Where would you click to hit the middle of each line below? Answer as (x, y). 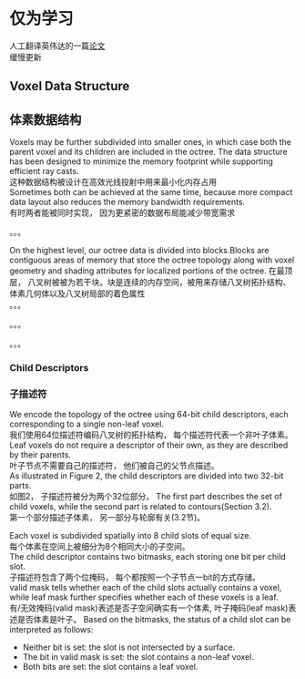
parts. (20, 486)
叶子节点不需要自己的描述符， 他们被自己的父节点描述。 (114, 466)
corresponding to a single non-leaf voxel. (86, 424)
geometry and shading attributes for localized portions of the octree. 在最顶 (151, 271)
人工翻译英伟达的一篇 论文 (57, 46)
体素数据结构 (46, 119)
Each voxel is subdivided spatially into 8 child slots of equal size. (131, 536)
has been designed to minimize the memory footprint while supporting (141, 161)
